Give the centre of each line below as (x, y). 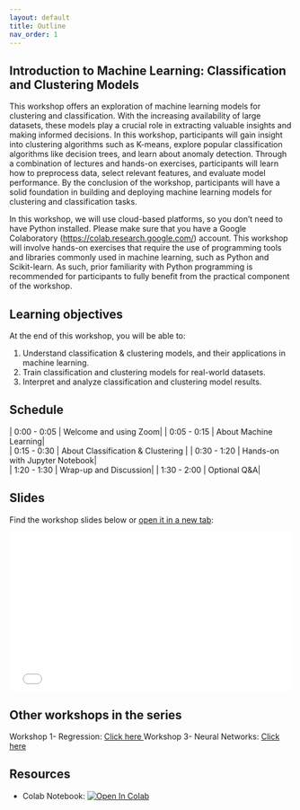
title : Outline (38, 26)
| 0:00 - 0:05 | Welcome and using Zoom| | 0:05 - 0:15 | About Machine (141, 431)
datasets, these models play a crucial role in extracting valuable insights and (150, 126)
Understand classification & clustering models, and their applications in (154, 353)
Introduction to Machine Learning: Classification (148, 70)
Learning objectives (66, 314)
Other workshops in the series (96, 715)
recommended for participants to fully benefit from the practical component (150, 277)
